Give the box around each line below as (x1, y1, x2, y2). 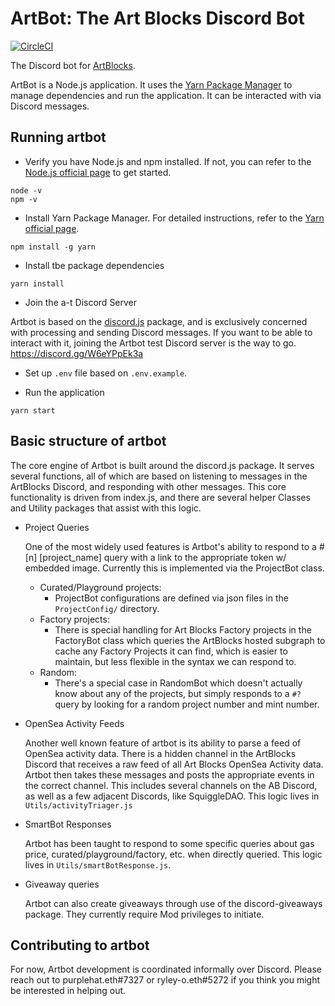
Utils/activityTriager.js (24, 800, 133, 811)
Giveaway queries (24, 878, 100, 890)
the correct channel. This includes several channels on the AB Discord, (24, 779, 318, 791)
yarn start (10, 405, 56, 416)
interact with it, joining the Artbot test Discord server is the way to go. (10, 337, 297, 349)
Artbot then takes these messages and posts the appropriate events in (24, 768, 315, 781)
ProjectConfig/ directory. (54, 602, 160, 614)
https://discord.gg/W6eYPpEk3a (10, 347, 144, 359)
